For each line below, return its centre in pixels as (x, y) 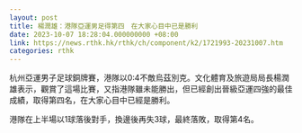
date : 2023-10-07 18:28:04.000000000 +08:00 (94, 34)
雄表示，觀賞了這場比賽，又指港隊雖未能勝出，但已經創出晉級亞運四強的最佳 (151, 89)
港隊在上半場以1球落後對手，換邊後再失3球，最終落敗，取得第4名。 (134, 120)
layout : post (34, 18)
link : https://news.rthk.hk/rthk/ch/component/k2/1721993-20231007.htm (146, 43)
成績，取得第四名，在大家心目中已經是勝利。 (92, 101)
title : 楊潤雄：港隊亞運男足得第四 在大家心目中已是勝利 (104, 26)
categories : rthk (42, 51)
